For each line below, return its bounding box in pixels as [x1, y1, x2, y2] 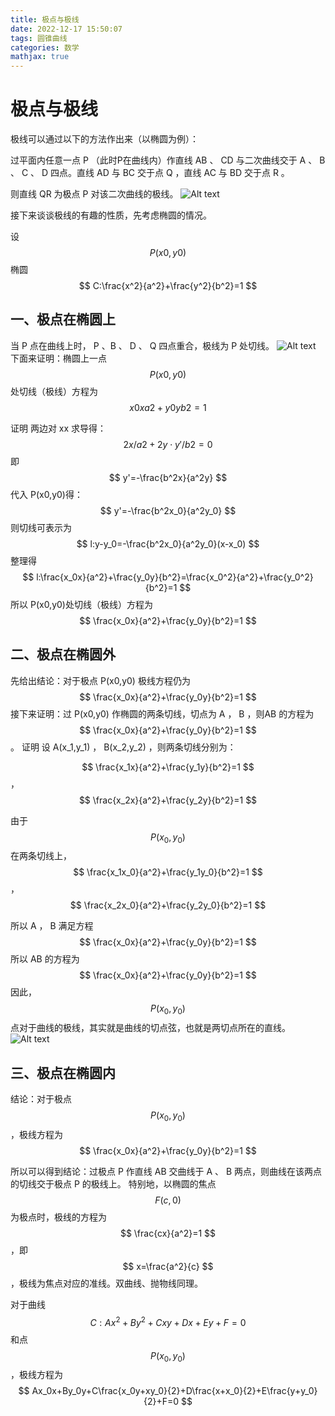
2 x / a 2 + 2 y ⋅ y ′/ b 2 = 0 [123, 438, 213, 450]
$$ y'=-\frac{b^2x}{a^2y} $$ [108, 471, 228, 483]
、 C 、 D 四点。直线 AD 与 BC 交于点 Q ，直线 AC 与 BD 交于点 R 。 [10, 167, 290, 179]
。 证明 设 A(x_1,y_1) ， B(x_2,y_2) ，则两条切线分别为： [10, 741, 237, 753]
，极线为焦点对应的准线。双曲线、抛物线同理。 [10, 1277, 203, 1289]
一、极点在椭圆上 [10, 311, 116, 328]
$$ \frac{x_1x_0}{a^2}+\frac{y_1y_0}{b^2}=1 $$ [73, 866, 263, 878]
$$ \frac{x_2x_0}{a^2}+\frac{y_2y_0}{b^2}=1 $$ [69, 899, 267, 911]
